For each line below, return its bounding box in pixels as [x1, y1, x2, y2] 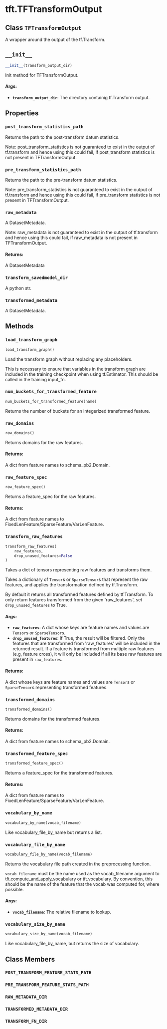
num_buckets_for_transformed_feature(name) [5, 399, 97, 404]
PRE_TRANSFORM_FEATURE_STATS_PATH [5, 982, 89, 988]
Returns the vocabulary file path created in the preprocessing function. [5, 861, 151, 867]
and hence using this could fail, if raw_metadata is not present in [5, 235, 138, 241]
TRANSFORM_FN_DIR [5, 1019, 47, 1024]
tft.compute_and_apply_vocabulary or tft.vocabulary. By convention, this [5, 876, 153, 882]
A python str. [5, 285, 31, 291]
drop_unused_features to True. [5, 602, 67, 608]
